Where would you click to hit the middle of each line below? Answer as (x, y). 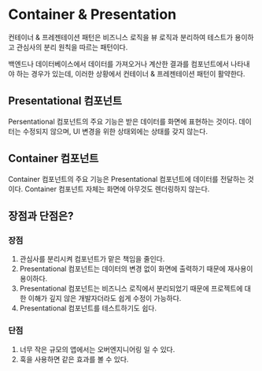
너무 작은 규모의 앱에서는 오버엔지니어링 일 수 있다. (97, 349)
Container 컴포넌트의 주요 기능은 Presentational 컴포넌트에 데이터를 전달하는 (127, 179)
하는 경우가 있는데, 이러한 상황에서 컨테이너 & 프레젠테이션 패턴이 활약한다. (131, 73)
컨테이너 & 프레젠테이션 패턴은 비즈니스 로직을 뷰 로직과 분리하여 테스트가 (121, 37)
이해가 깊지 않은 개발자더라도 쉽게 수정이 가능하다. (105, 299)
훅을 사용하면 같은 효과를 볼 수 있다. (74, 359)
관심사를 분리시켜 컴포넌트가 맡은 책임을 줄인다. (92, 259)
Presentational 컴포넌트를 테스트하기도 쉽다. (88, 308)
